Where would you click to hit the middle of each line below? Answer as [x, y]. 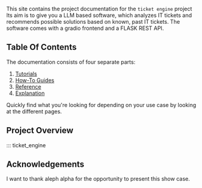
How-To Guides [35, 80]
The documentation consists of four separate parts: [71, 62]
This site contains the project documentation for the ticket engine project [99, 9]
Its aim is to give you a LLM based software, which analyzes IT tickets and [99, 15]
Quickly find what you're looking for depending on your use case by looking [101, 105]
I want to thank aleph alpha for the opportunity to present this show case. [98, 179]
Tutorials [26, 74]
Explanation [30, 93]
